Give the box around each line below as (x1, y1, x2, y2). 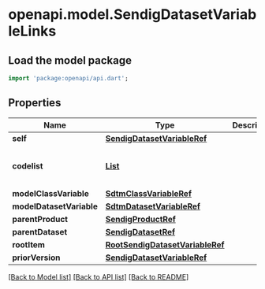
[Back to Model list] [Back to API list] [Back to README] (8, 272, 189, 281)
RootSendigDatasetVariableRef (105, 239, 225, 250)
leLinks (8, 22, 57, 40)
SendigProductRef (105, 213, 176, 224)
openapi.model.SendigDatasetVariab (8, 6, 257, 24)
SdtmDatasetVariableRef (105, 201, 201, 212)
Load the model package (8, 54, 132, 67)
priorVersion (12, 252, 61, 263)
